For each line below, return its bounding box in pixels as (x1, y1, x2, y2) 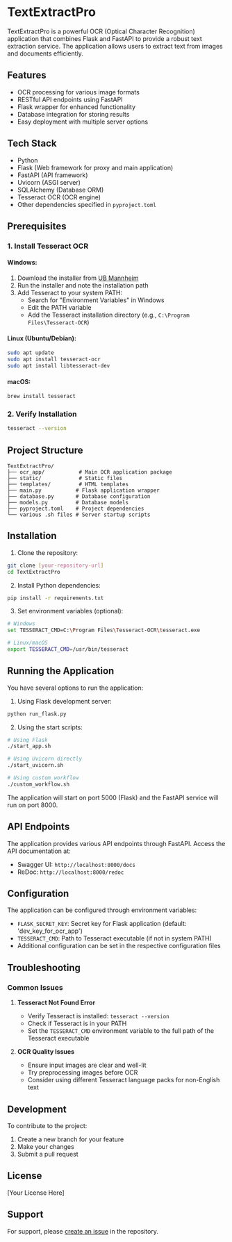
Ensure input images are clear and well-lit (27, 1061, 147, 1070)
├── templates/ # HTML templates (7, 481, 129, 488)
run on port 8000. (7, 800, 58, 809)
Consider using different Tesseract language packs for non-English (27, 1076, 220, 1084)
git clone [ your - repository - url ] (7, 562, 104, 569)
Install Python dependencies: (17, 581, 101, 589)
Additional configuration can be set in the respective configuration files (17, 942, 221, 950)
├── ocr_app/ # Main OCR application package (7, 468, 172, 476)
